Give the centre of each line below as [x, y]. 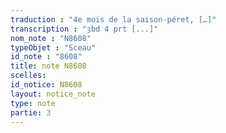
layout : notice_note [53, 94]
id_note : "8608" [46, 57]
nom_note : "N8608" [51, 38]
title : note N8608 [48, 66]
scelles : [28, 76]
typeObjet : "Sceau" [53, 47]
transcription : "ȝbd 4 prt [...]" [84, 29]
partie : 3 [31, 112]
